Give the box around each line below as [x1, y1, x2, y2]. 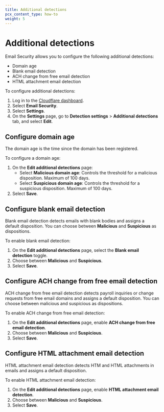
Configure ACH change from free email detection [5, 277, 158, 286]
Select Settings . [12, 108, 45, 114]
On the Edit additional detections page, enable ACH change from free [12, 319, 156, 325]
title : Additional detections [5, 7, 67, 12]
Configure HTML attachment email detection [5, 349, 144, 358]
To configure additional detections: [5, 88, 76, 94]
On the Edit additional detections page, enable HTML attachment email [12, 387, 159, 392]
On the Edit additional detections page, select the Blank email [12, 247, 140, 253]
